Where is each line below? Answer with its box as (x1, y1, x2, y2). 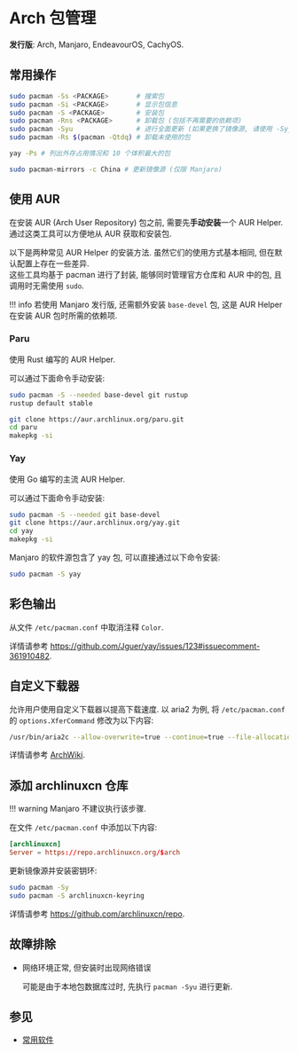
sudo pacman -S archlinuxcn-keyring (9, 891, 145, 900)
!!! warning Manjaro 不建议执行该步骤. (9, 804, 146, 814)
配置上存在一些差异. (16, 258, 90, 269)
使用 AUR (9, 192, 60, 207)
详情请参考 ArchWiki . (9, 750, 86, 760)
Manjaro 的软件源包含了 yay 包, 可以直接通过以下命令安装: (9, 552, 221, 563)
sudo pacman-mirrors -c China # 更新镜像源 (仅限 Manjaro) (9, 165, 223, 174)
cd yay (9, 527, 34, 536)
